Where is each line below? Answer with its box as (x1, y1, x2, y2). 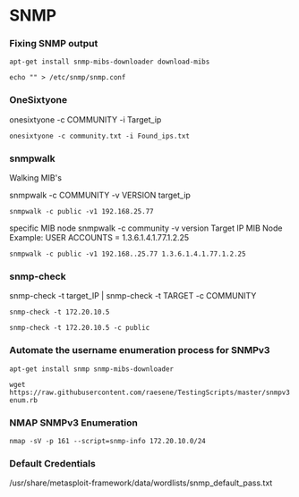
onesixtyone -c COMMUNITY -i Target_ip (9, 114, 162, 125)
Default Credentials (9, 457, 96, 469)
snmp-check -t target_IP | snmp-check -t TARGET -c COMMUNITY (9, 291, 257, 301)
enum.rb (9, 395, 38, 405)
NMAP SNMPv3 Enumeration (9, 417, 139, 429)
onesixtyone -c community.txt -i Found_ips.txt (9, 131, 191, 140)
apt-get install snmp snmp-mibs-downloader (9, 364, 175, 374)
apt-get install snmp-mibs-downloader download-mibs (9, 57, 210, 67)
